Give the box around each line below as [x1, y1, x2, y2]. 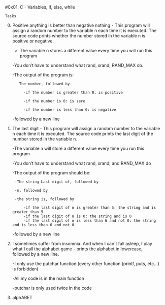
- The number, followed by [14, 81, 70, 86]
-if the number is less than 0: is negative [23, 107, 117, 112]
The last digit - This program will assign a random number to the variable [12, 126, 160, 131]
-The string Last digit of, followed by [14, 179, 99, 184]
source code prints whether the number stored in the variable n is [12, 33, 146, 38]
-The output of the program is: [12, 72, 74, 78]
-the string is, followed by [14, 197, 75, 202]
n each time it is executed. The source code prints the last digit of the [12, 131, 154, 136]
